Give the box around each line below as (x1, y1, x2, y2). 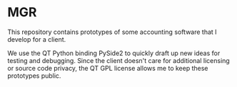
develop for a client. (7, 35, 66, 43)
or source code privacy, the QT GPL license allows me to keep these (7, 64, 208, 72)
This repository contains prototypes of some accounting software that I (7, 28, 217, 36)
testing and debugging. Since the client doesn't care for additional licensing (7, 56, 230, 64)
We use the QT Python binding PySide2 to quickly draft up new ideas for (7, 49, 221, 57)
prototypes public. (7, 71, 61, 80)
